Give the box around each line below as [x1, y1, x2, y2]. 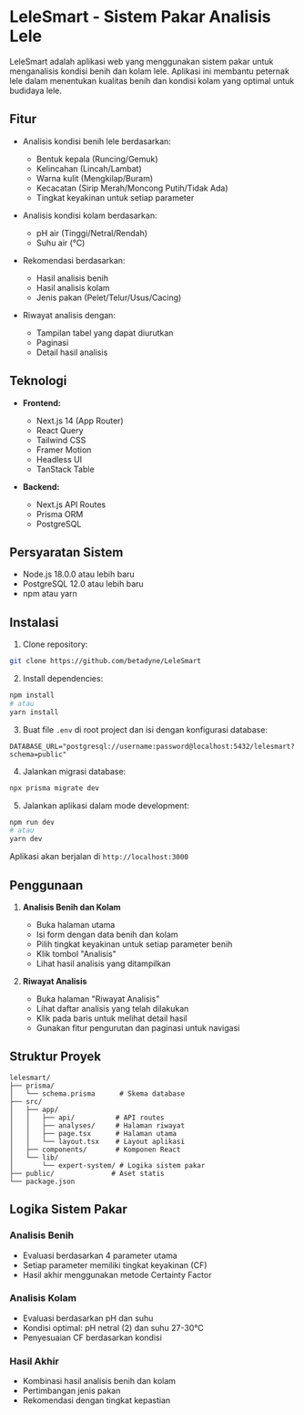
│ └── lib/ [9, 1152, 59, 1162]
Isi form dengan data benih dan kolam [35, 929, 179, 940]
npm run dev [9, 817, 55, 827]
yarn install [9, 707, 59, 717]
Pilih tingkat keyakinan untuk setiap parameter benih [35, 939, 233, 950]
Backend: [22, 481, 60, 492]
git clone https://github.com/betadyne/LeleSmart [9, 657, 202, 666]
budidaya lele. [9, 85, 62, 96]
